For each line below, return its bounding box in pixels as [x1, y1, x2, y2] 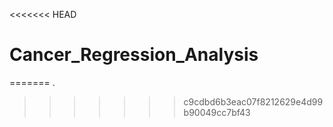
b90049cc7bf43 [183, 106, 251, 118]
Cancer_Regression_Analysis [9, 44, 259, 66]
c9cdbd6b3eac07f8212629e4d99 [183, 95, 324, 108]
